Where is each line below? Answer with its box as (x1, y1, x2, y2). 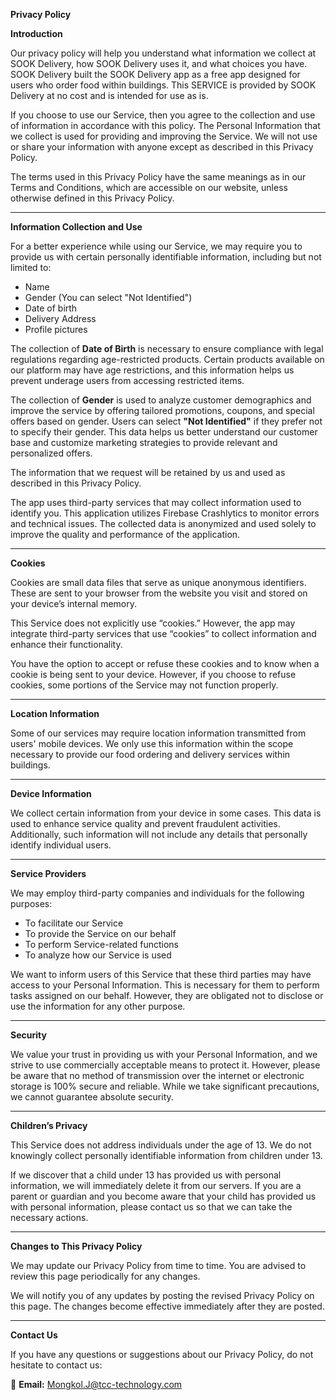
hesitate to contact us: (10, 1359, 103, 1371)
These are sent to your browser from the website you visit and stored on (10, 587, 308, 599)
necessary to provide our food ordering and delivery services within (10, 749, 291, 760)
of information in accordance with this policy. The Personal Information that (10, 120, 321, 131)
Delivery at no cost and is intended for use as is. (10, 90, 209, 101)
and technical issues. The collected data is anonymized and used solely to (10, 518, 317, 529)
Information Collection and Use (10, 221, 143, 233)
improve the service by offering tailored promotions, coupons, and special (10, 405, 315, 416)
